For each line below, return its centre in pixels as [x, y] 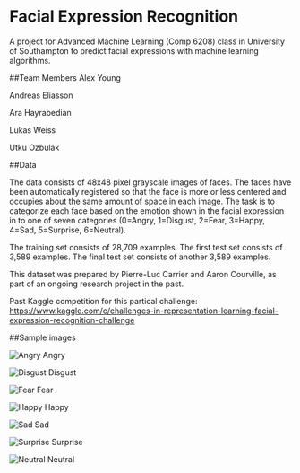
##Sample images [43, 337]
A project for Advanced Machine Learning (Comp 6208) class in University [147, 41]
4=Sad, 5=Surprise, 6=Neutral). [68, 230]
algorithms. [30, 60]
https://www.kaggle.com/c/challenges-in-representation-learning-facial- [144, 311]
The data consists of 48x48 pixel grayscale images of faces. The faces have [150, 182]
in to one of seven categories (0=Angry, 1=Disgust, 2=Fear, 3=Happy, [137, 220]
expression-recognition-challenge [72, 320]
